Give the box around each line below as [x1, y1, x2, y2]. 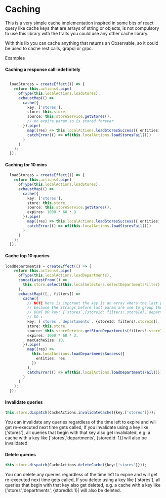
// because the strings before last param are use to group [27, 305, 154, 310]
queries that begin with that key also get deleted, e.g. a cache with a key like [5, 482, 161, 488]
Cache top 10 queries [5, 252, 50, 259]
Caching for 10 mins [5, 161, 47, 167]
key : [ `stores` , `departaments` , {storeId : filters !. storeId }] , [27, 319, 161, 324]
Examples [5, 55, 25, 61]
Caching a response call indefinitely [5, 66, 81, 72]
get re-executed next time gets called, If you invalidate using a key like [5, 425, 149, 430]
